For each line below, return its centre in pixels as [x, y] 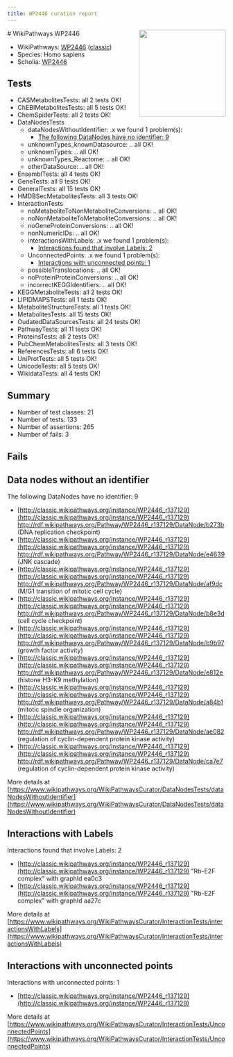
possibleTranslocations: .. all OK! [74, 270]
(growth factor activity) [50, 650]
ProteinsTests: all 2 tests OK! [58, 337]
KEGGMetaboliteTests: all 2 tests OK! [70, 292]
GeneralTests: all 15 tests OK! [59, 189]
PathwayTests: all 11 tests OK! [59, 329]
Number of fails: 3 [43, 435]
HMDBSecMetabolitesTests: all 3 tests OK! [78, 196]
